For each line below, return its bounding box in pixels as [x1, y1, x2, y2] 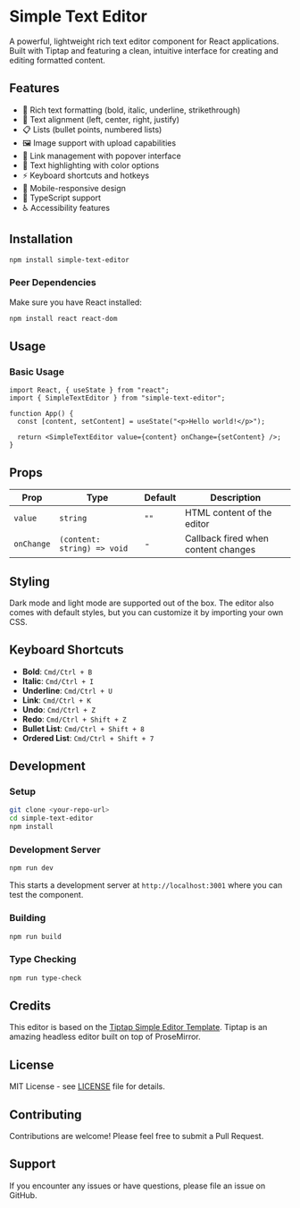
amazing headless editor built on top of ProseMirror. [9, 1031, 201, 1043]
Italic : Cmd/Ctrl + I [21, 675, 94, 686]
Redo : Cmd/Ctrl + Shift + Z [21, 714, 127, 724]
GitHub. [9, 1189, 37, 1200]
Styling [9, 574, 51, 589]
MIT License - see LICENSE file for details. [9, 1081, 165, 1092]
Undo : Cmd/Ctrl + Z [21, 704, 96, 714]
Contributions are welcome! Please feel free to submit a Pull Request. [9, 1131, 264, 1141]
